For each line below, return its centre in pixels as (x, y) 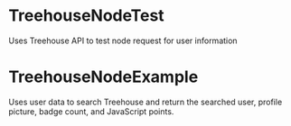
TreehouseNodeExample (103, 77)
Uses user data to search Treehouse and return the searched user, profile (145, 102)
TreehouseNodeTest (86, 16)
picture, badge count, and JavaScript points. (91, 111)
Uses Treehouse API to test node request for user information (123, 40)
